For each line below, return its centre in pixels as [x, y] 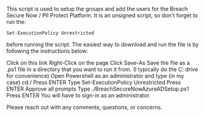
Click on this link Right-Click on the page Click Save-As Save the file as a [98, 63]
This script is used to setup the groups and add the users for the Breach [97, 9]
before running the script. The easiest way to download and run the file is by [102, 44]
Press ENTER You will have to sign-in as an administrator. [79, 95]
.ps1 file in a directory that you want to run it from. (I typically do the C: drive [102, 69]
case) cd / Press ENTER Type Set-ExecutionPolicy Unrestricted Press [94, 82]
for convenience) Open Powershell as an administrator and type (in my [95, 76]
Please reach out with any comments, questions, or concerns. [84, 107]
